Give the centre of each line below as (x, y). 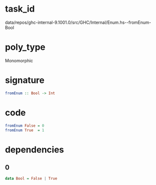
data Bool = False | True (31, 179)
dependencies (35, 150)
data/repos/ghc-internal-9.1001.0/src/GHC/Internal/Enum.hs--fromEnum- (78, 22)
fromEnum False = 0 (25, 126)
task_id (20, 9)
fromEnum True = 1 (25, 130)
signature (25, 80)
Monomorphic (19, 60)
